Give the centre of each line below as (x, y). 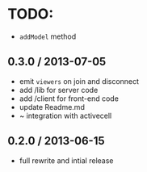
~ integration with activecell (65, 115)
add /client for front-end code (69, 99)
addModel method (48, 36)
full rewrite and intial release (66, 160)
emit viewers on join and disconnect (79, 81)
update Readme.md (52, 107)
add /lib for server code (59, 90)
